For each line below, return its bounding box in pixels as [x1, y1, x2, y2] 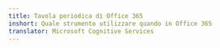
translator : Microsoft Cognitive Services [8, 27, 154, 35]
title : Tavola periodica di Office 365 [8, 11, 144, 20]
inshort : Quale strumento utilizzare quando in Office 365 [8, 20, 213, 28]
